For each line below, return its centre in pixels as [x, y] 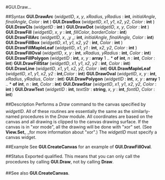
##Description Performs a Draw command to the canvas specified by [76, 104]
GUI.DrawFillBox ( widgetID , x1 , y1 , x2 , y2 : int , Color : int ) [64, 43]
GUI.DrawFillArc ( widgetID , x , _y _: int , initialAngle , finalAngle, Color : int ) [80, 37]
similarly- [141, 111]
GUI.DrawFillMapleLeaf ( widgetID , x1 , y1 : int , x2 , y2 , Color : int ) [71, 48]
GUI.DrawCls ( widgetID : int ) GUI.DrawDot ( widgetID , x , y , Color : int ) [77, 27]
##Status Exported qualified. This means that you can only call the [73, 156]
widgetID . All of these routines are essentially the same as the [68, 111]
